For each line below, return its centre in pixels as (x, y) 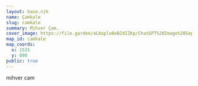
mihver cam (20, 78)
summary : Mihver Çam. (33, 28)
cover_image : (22, 34)
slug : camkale (24, 22)
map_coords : (21, 45)
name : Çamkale (24, 17)
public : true (22, 61)
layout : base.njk (27, 11)
